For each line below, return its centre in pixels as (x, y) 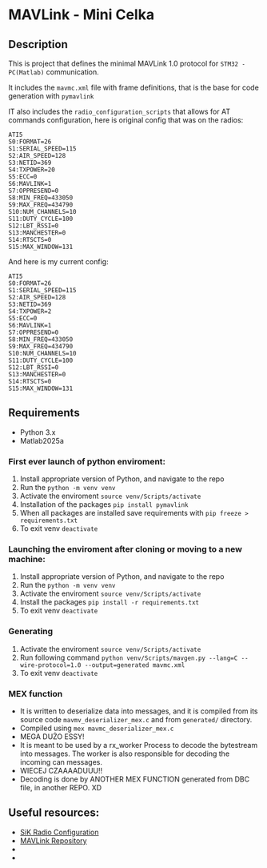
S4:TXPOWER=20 (32, 170)
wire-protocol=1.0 (50, 665)
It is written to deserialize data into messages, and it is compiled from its (139, 711)
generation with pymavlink (51, 96)
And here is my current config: (59, 261)
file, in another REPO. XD (61, 788)
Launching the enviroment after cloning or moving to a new (125, 549)
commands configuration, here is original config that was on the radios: (126, 120)
